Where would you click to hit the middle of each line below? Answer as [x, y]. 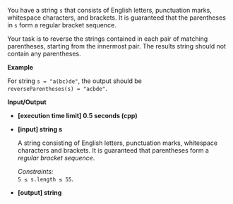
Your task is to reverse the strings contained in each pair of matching [108, 39]
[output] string [40, 192]
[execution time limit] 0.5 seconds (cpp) [77, 116]
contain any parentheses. [44, 53]
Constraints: [35, 171]
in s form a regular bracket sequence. [62, 25]
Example [20, 67]
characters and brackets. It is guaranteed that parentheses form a [113, 150]
